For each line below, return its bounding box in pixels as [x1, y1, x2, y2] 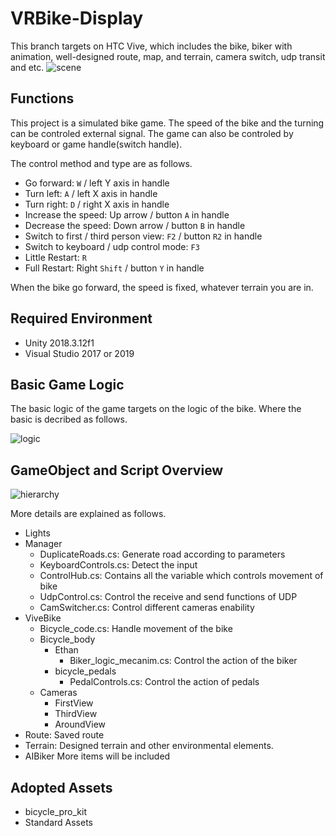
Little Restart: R [24, 251, 87, 263]
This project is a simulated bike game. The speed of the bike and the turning [10, 117, 325, 129]
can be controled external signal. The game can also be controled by [10, 127, 294, 139]
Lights [24, 527, 51, 539]
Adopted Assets [10, 779, 113, 796]
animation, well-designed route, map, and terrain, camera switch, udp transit [10, 50, 326, 62]
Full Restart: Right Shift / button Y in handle [24, 262, 205, 274]
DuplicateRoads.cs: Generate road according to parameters [39, 548, 286, 561]
